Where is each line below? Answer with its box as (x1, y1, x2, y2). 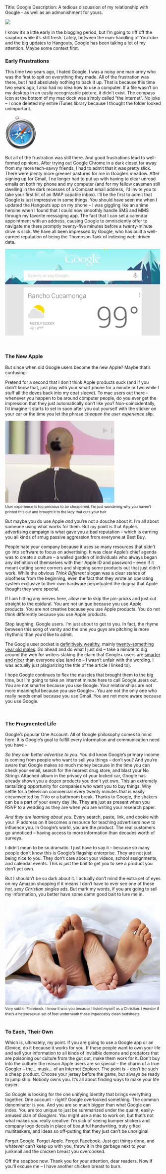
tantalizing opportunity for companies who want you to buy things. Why (5, 783, 152, 789)
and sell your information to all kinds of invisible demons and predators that (5, 1050, 159, 1056)
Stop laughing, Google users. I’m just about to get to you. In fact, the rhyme (5, 621, 159, 627)
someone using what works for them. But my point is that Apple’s (5, 523, 138, 529)
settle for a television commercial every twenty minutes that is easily (5, 788, 145, 794)
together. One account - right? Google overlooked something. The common (5, 1097, 160, 1103)
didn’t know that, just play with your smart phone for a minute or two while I (5, 384, 160, 390)
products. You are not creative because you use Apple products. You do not (5, 606, 160, 612)
